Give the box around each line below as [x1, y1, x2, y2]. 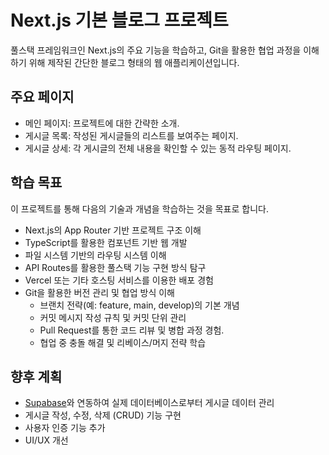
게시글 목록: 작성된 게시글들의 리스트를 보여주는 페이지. [24, 129, 239, 141]
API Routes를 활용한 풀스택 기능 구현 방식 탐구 [24, 261, 207, 273]
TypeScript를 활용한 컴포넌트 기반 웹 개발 [24, 236, 188, 248]
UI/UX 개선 [24, 434, 69, 446]
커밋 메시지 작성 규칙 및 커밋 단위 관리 [39, 311, 187, 323]
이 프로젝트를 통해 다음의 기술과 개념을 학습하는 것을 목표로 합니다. [10, 202, 269, 215]
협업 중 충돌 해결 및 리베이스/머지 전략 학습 [39, 336, 207, 348]
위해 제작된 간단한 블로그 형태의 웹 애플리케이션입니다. [28, 56, 240, 68]
